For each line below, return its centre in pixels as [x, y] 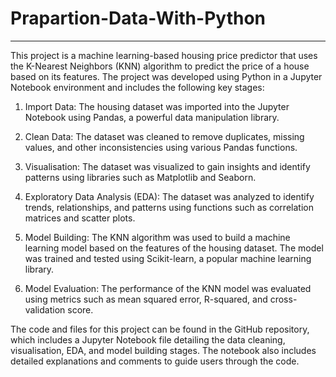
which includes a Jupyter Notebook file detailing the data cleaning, [148, 339]
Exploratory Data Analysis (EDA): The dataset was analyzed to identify [169, 196]
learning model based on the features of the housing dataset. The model [174, 248]
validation [45, 309]
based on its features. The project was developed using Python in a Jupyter [166, 76]
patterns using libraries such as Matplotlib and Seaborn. [140, 177]
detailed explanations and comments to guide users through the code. [155, 361]
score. [80, 309]
